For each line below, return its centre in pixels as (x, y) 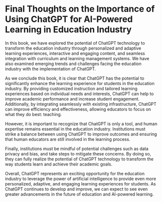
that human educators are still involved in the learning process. (68, 139)
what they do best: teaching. (33, 114)
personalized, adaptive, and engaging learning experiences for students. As (81, 184)
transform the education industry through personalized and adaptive (73, 48)
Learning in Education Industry (68, 30)
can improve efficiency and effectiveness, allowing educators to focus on (78, 109)
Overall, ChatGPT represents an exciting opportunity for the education (75, 173)
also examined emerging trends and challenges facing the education (73, 64)
